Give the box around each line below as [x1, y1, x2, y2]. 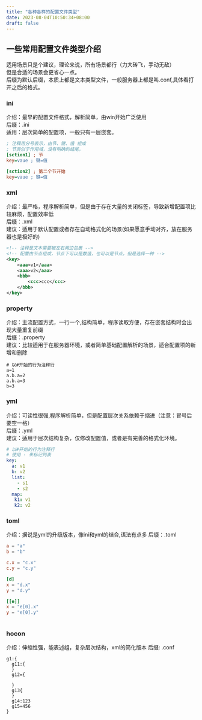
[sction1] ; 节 [6, 152, 43, 158]
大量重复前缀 [11, 327, 43, 334]
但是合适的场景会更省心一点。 [6, 69, 80, 76]
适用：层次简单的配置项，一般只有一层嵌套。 [6, 129, 117, 136]
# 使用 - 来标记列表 [6, 452, 52, 458]
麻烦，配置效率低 [11, 211, 54, 218]
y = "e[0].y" [6, 610, 39, 616]
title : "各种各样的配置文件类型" [6, 8, 80, 15]
